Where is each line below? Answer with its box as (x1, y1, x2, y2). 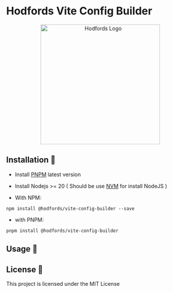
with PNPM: (14, 216, 44, 223)
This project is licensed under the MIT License (6, 280, 121, 287)
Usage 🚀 (6, 244, 38, 254)
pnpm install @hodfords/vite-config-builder (6, 228, 119, 234)
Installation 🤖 (6, 155, 56, 165)
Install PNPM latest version (14, 171, 81, 178)
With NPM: (14, 194, 42, 201)
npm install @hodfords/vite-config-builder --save (6, 206, 135, 212)
